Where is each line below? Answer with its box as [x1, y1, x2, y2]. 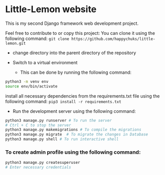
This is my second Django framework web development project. [5, 20, 139, 26]
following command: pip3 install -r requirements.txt [5, 98, 121, 104]
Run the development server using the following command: [12, 108, 136, 114]
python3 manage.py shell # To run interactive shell [5, 137, 119, 142]
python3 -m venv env [5, 79, 49, 84]
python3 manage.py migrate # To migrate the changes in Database [5, 132, 148, 137]
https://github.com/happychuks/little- [71, 36, 155, 41]
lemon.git [5, 40, 26, 46]
